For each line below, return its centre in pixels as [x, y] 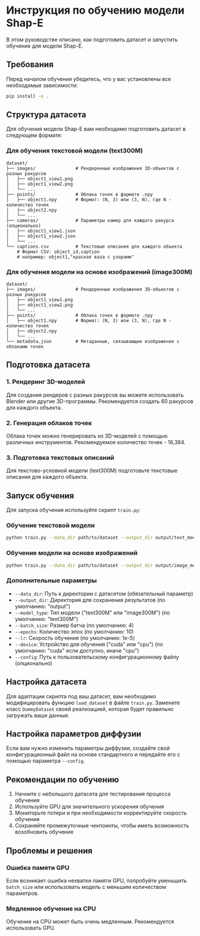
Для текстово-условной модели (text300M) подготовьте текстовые [92, 470]
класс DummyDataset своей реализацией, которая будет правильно [90, 709]
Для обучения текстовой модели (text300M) [75, 151]
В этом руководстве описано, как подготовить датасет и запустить [92, 39]
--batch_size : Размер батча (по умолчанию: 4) [74, 625]
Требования [30, 65]
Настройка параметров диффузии [74, 734]
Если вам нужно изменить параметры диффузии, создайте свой [88, 748]
